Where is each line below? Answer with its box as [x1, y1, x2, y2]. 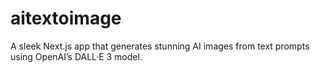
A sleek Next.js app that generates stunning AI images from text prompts [10, 40, 310, 52]
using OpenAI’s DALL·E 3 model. [10, 50, 143, 62]
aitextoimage [10, 7, 122, 30]
